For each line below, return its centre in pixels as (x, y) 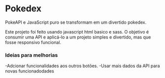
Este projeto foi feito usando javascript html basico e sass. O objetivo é (77, 32)
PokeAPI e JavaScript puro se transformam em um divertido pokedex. (76, 22)
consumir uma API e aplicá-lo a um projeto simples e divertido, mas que (78, 37)
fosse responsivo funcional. (33, 42)
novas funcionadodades (30, 71)
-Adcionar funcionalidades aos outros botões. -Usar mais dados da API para (82, 66)
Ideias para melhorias (32, 55)
